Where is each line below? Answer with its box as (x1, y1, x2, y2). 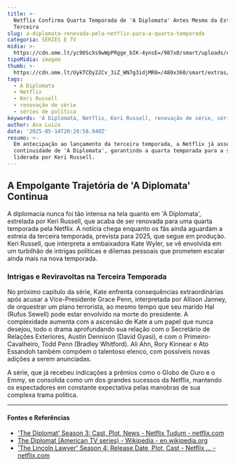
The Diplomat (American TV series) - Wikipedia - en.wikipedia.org (17, 437, 208, 445)
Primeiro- (184, 332, 211, 340)
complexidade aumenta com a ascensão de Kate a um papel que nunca (7, 317, 213, 326)
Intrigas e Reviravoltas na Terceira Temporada (7, 272, 167, 281)
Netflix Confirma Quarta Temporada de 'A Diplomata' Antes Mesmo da (13, 17, 218, 24)
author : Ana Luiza (7, 121, 61, 128)
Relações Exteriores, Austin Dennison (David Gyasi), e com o (7, 332, 183, 340)
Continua (7, 191, 49, 203)
